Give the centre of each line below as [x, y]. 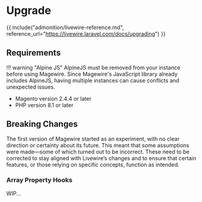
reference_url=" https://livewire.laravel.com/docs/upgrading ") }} [86, 33]
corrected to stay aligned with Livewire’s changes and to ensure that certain [101, 158]
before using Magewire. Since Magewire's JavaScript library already [92, 74]
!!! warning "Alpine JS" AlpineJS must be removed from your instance [93, 67]
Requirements [33, 53]
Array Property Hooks [40, 180]
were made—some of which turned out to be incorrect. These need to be [98, 152]
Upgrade [29, 11]
